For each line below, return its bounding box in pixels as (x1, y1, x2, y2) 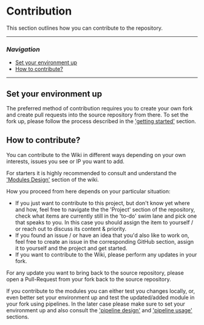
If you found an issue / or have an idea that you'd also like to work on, (15, 232, 189, 239)
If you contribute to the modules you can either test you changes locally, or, (6, 287, 195, 295)
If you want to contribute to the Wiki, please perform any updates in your (15, 250, 197, 258)
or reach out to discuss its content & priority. (15, 225, 126, 232)
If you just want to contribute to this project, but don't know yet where (15, 199, 190, 207)
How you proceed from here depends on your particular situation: (6, 187, 171, 195)
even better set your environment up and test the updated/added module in (6, 293, 195, 301)
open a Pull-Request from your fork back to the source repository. (6, 275, 171, 283)
